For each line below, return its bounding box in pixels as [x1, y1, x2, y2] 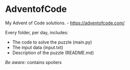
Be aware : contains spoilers [5, 59, 62, 65]
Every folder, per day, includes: [5, 29, 69, 35]
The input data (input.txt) [12, 44, 63, 50]
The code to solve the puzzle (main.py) [12, 39, 92, 45]
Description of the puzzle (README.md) [12, 50, 94, 56]
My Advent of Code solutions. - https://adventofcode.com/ [5, 20, 125, 26]
